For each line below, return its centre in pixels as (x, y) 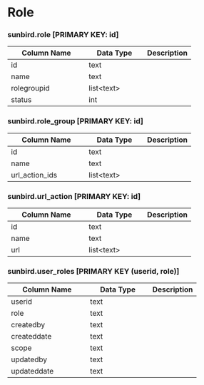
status (21, 100)
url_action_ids (34, 175)
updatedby (29, 359)
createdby (28, 325)
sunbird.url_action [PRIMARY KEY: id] (74, 196)
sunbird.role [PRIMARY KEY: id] (63, 35)
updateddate (32, 371)
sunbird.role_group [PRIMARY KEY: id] (76, 121)
